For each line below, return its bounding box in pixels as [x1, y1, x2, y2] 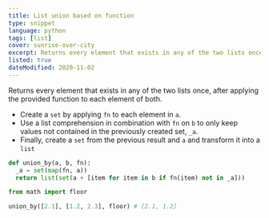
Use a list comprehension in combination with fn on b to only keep [19, 117, 239, 128]
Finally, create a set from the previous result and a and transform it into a [19, 135, 260, 145]
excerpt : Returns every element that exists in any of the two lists [8, 49, 246, 57]
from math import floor [8, 188, 88, 196]
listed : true [8, 57, 52, 65]
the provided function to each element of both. [8, 93, 163, 104]
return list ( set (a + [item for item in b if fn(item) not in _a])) [15, 173, 246, 182]
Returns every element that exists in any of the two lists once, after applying [8, 85, 259, 95]
